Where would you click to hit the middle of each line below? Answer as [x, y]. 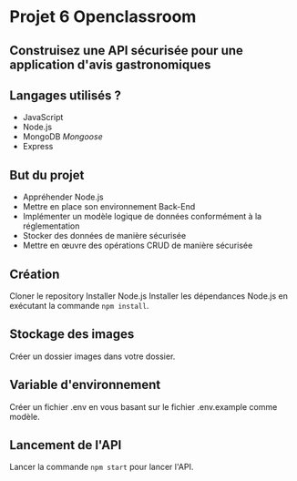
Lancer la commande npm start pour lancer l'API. [102, 467]
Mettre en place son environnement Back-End [109, 207]
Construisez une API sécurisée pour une [127, 51]
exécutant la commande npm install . [79, 306]
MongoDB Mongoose [62, 137]
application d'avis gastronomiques [110, 64]
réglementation [51, 226]
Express [38, 147]
